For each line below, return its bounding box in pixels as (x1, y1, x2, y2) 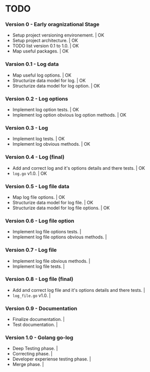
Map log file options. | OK (12, 194, 65, 200)
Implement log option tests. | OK (12, 107, 79, 113)
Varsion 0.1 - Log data (5, 61, 59, 68)
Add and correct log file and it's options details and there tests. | (12, 287, 145, 293)
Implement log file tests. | (12, 263, 65, 269)
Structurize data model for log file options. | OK (12, 205, 110, 211)
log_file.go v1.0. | (12, 292, 51, 298)
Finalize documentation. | (12, 316, 65, 322)
